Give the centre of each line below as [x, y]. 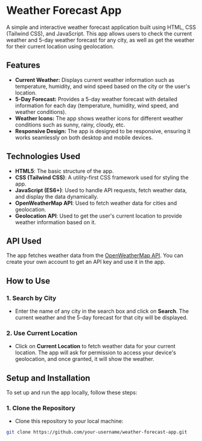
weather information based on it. [55, 222]
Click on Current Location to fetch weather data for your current [95, 346]
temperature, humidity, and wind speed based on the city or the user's [103, 86]
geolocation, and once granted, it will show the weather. [85, 359]
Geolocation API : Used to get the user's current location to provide [98, 216]
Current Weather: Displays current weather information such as [95, 80]
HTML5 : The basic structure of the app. [64, 171]
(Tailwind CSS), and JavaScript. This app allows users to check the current [99, 33]
